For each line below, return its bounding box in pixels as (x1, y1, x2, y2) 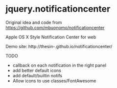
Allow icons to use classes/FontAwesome (12, 78, 96, 84)
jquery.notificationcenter (5, 3, 111, 15)
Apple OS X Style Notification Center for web (5, 34, 96, 40)
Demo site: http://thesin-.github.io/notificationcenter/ (5, 43, 113, 49)
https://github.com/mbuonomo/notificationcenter (5, 24, 105, 30)
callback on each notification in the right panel (12, 62, 107, 68)
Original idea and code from (5, 19, 62, 25)
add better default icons (12, 67, 62, 73)
